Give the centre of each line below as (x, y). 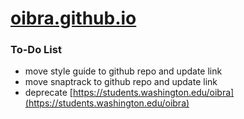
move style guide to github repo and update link (123, 71)
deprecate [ (48, 93)
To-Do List (36, 50)
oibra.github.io (73, 18)
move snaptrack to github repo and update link (121, 82)
